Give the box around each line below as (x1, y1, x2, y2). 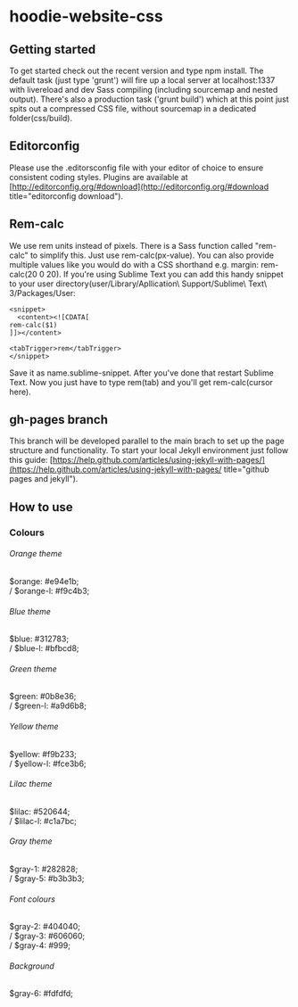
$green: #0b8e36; (9, 691, 77, 702)
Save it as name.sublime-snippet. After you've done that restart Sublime (9, 367, 274, 378)
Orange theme (9, 549, 62, 559)
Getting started (9, 42, 96, 57)
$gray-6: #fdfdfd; (9, 988, 74, 999)
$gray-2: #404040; (9, 921, 81, 932)
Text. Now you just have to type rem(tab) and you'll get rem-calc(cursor (9, 376, 274, 387)
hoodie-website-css (9, 6, 163, 27)
